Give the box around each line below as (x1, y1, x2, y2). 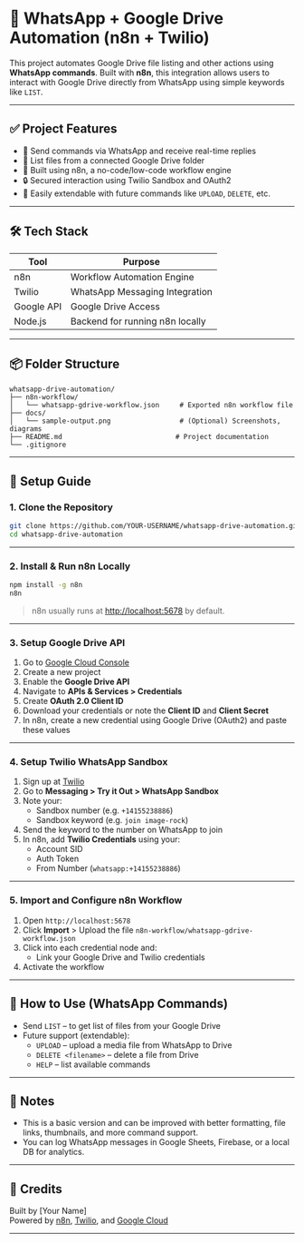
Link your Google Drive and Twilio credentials (35, 952, 205, 963)
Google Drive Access (71, 299, 160, 312)
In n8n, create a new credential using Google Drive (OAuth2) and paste (22, 715, 288, 726)
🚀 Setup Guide (9, 474, 92, 489)
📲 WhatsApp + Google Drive (9, 8, 224, 29)
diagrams (9, 425, 43, 434)
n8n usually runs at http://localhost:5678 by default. (31, 605, 225, 616)
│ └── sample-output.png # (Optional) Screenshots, (9, 416, 281, 426)
